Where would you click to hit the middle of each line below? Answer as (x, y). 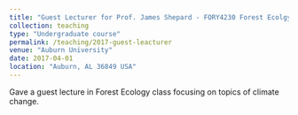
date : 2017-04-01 (41, 58)
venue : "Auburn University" (61, 50)
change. (24, 101)
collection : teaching (49, 26)
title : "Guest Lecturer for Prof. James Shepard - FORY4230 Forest (137, 17)
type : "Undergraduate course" (65, 34)
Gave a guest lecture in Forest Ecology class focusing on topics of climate (144, 92)
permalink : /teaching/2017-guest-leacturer (91, 42)
